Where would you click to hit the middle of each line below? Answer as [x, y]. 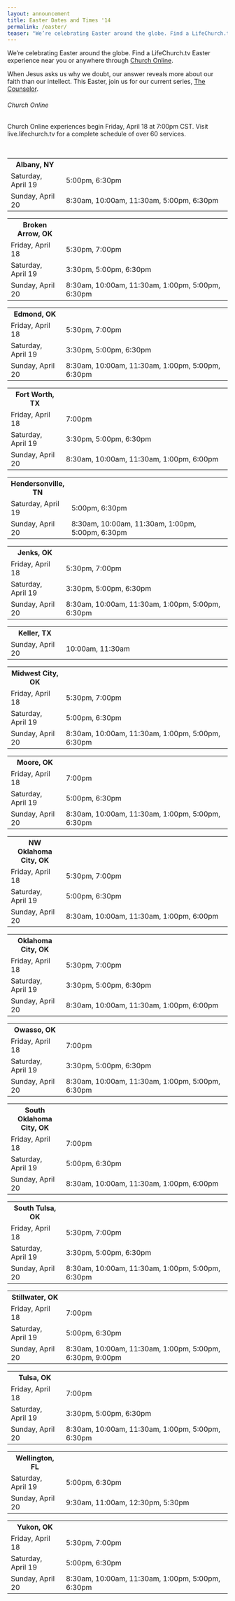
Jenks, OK [35, 553]
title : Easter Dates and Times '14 [59, 20]
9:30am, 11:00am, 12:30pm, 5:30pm [128, 1502]
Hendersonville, [38, 484]
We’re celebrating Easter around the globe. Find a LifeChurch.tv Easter [109, 53]
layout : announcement [39, 14]
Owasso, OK [35, 1030]
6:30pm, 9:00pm [94, 1358]
